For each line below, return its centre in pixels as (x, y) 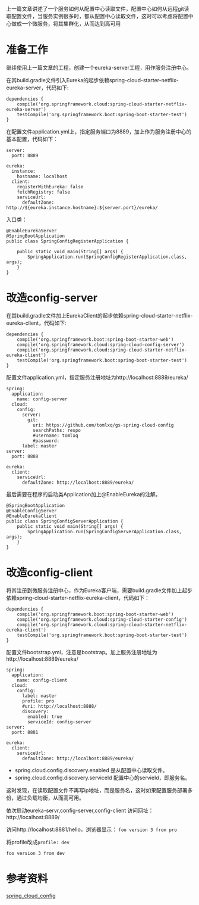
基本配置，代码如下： (32, 139)
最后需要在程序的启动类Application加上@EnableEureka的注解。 (83, 494)
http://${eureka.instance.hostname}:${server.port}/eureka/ (82, 207)
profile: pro (38, 701)
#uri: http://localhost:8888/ (59, 706)
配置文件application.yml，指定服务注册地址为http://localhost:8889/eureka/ (97, 377)
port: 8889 (25, 156)
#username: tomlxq (55, 436)
